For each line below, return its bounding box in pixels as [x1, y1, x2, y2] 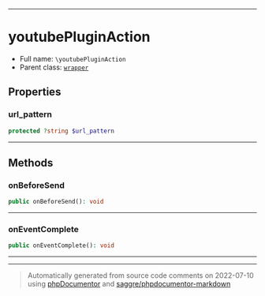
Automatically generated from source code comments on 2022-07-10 [27, 271, 254, 280]
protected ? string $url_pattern [8, 127, 114, 135]
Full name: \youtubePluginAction [19, 54, 126, 63]
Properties [8, 85, 62, 99]
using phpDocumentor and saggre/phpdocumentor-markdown [27, 279, 231, 289]
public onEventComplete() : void [8, 242, 114, 249]
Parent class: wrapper [19, 62, 89, 72]
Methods [8, 155, 54, 170]
